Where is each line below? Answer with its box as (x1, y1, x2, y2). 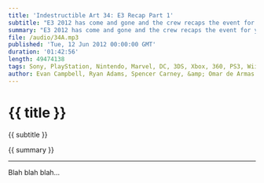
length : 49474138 (8, 56, 65, 64)
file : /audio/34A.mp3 (8, 33, 79, 42)
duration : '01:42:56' (8, 48, 79, 56)
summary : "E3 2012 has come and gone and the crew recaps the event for (8, 26, 251, 34)
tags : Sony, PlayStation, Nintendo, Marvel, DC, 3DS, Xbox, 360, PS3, (8, 63, 244, 71)
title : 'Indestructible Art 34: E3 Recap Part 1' (8, 11, 174, 20)
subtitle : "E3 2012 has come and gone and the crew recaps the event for (8, 19, 255, 27)
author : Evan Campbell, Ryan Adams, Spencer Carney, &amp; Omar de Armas (8, 70, 255, 78)
